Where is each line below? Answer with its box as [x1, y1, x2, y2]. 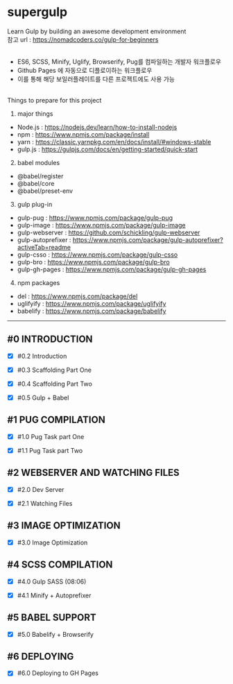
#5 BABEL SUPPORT [7, 612, 97, 624]
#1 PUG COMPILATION [7, 414, 105, 426]
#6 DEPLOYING [7, 650, 74, 662]
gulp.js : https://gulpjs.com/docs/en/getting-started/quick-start [17, 145, 198, 153]
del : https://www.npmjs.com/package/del [17, 292, 138, 300]
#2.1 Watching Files [17, 499, 73, 507]
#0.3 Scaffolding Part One [17, 366, 92, 374]
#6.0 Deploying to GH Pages [17, 669, 99, 677]
